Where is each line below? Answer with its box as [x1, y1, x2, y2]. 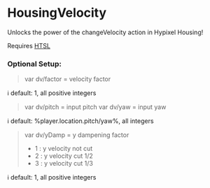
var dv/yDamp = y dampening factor [24, 131, 129, 139]
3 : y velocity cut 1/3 [34, 159, 93, 168]
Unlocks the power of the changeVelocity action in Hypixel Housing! [7, 28, 204, 36]
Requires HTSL [7, 41, 51, 50]
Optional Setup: [7, 59, 62, 68]
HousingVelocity [7, 5, 107, 21]
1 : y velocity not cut [34, 145, 93, 153]
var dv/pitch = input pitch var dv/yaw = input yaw [24, 103, 167, 111]
